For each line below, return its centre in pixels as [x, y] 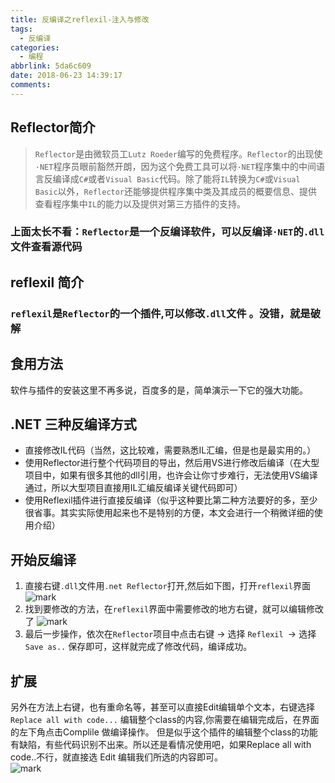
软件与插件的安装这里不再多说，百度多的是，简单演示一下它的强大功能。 [159, 390]
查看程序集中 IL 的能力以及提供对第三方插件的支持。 [140, 203]
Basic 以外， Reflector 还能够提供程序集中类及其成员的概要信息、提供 [176, 191]
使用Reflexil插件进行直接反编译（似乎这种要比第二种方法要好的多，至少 [171, 500]
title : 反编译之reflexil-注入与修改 [80, 19]
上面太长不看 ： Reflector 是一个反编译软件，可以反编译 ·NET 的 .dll [167, 232]
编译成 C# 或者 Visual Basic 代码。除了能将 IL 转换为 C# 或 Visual [176, 178]
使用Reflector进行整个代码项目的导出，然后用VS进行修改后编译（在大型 [172, 463]
